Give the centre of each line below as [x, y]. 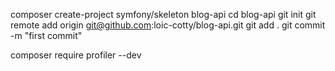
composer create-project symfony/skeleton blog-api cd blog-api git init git [163, 14]
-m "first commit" [46, 35]
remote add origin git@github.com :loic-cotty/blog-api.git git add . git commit [168, 25]
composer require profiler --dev [76, 55]
